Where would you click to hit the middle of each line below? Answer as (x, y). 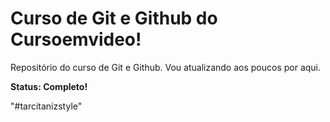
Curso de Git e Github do (114, 18)
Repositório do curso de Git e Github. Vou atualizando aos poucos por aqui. (166, 67)
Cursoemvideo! (76, 39)
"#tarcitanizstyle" (46, 106)
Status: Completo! (49, 86)
